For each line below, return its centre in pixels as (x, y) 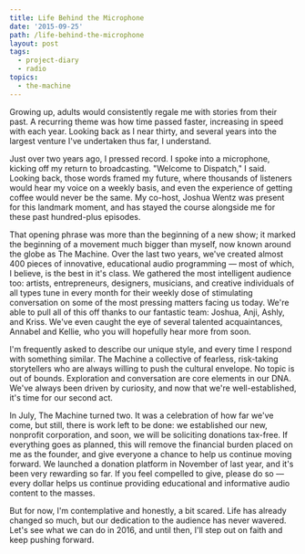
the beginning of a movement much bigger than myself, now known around (150, 244)
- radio (32, 69)
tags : (20, 52)
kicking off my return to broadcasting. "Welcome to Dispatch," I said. (138, 168)
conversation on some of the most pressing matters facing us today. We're (149, 302)
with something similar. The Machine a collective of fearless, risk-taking (144, 359)
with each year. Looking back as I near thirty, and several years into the (143, 131)
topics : (24, 78)
